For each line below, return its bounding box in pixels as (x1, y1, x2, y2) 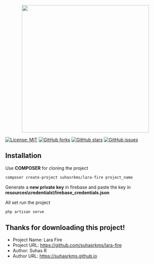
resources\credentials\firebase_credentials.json (5, 189, 110, 196)
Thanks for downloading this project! (5, 223, 126, 232)
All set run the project (5, 199, 51, 205)
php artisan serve (5, 209, 44, 214)
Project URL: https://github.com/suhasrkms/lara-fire (12, 242, 122, 248)
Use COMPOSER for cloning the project (5, 165, 88, 171)
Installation (5, 151, 42, 160)
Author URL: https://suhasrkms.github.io (12, 253, 98, 259)
